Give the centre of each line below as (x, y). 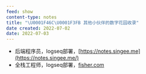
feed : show (20, 12)
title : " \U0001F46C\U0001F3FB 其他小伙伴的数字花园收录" (73, 22)
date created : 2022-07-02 (38, 28)
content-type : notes (32, 17)
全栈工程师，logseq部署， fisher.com (59, 65)
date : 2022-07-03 (28, 34)
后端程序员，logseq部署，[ (47, 52)
